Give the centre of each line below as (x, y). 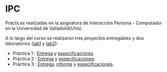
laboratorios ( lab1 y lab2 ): (32, 43)
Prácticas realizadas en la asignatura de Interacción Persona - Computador (83, 23)
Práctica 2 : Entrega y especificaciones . (54, 58)
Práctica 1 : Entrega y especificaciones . (53, 53)
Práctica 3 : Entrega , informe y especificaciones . (63, 64)
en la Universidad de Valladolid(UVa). (44, 28)
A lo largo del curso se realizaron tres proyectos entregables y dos (75, 38)
